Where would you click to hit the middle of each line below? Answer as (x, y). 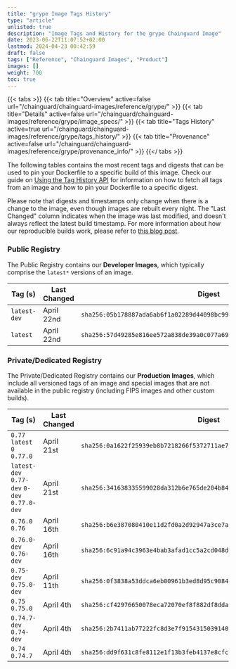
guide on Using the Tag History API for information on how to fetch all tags (115, 180)
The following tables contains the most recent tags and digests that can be (116, 165)
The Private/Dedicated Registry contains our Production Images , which (111, 375)
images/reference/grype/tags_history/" (64, 136)
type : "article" (31, 20)
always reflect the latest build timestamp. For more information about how (114, 224)
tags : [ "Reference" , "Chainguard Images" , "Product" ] (88, 60)
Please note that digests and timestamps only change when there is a (108, 201)
